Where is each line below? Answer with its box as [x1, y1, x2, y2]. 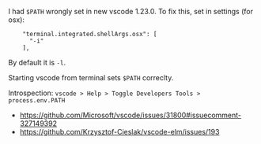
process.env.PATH [8, 97, 66, 105]
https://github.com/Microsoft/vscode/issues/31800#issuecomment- [19, 110, 242, 120]
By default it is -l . [8, 58, 66, 67]
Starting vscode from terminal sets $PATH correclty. [8, 73, 174, 82]
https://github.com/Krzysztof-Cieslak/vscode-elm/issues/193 [19, 127, 220, 136]
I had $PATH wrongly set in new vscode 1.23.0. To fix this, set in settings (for [8, 7, 253, 16]
